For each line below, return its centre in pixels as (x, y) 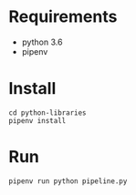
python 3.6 (42, 42)
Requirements (63, 17)
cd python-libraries (48, 113)
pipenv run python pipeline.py (68, 181)
